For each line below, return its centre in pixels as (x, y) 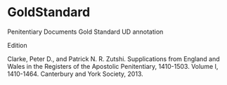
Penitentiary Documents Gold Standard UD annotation (85, 32)
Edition (18, 45)
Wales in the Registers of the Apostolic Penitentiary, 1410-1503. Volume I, (113, 66)
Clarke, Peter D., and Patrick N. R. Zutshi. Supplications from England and (113, 59)
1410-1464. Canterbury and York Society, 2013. (76, 74)
